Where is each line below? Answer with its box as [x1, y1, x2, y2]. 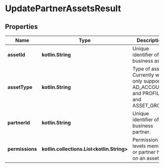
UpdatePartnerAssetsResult [5, 3, 121, 14]
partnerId [7, 120, 30, 126]
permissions [7, 145, 38, 152]
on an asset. [132, 155, 161, 162]
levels [132, 143, 146, 149]
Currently [132, 72, 154, 78]
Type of [132, 66, 150, 72]
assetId [7, 51, 25, 58]
